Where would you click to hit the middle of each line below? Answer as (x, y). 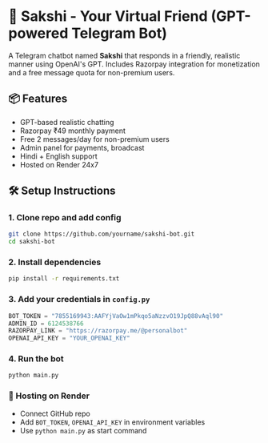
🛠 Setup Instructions (62, 191)
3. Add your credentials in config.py (79, 300)
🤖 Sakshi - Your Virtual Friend (108, 16)
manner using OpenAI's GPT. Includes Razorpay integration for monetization (134, 64)
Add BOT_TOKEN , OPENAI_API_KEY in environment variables (112, 422)
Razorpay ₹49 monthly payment (72, 131)
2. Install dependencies (55, 262)
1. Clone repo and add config (65, 218)
